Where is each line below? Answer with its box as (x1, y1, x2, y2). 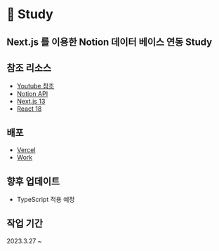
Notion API (16, 90, 48, 98)
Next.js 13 (16, 97, 46, 106)
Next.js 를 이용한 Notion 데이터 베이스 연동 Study (6, 36, 213, 48)
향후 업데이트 (6, 175, 60, 187)
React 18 (16, 104, 42, 113)
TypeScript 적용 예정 (16, 196, 75, 204)
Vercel (16, 146, 36, 154)
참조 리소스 (6, 62, 52, 74)
